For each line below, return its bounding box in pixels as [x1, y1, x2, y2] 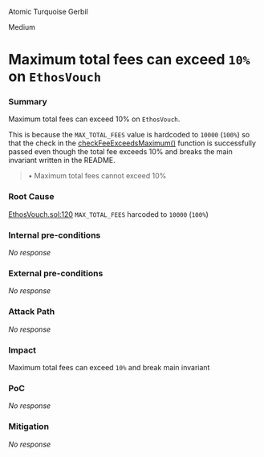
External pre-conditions [8, 268, 104, 279]
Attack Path [8, 306, 55, 317]
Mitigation [8, 421, 50, 432]
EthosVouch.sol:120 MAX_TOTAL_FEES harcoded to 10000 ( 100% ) [8, 209, 209, 219]
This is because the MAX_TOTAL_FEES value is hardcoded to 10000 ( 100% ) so [8, 130, 250, 140]
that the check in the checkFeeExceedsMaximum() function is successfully [8, 138, 257, 148]
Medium [8, 22, 36, 31]
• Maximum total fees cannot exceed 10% [27, 171, 167, 181]
